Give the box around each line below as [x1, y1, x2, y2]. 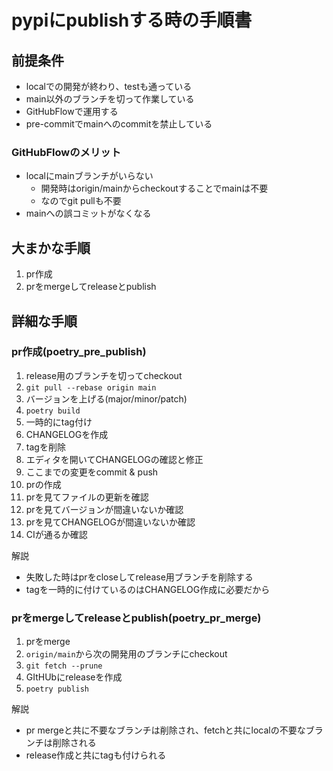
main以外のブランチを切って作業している [25, 93, 195, 105]
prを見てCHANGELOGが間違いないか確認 [25, 516, 196, 528]
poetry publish [25, 684, 90, 695]
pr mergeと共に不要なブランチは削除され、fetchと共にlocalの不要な [25, 724, 306, 736]
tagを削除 [25, 441, 66, 453]
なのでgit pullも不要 [40, 195, 122, 207]
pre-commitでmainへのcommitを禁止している [25, 118, 213, 130]
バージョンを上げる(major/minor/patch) [25, 392, 188, 405]
